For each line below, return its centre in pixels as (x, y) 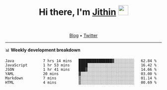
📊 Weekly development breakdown (43, 50)
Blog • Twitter (83, 35)
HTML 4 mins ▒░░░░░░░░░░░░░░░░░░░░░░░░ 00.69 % (81, 82)
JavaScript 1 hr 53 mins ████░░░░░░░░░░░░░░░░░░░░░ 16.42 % (81, 65)
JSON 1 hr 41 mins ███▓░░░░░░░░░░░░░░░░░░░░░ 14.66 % (81, 69)
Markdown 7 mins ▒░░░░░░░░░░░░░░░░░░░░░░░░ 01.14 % (81, 78)
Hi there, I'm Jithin (78, 12)
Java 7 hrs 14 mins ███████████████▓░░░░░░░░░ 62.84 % (81, 61)
